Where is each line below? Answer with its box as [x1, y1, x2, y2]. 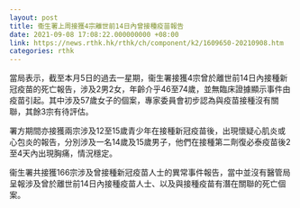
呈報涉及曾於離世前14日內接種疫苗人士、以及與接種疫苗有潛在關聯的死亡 [9, 178, 278, 189]
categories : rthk [9, 47, 75, 56]
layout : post [9, 13, 59, 23]
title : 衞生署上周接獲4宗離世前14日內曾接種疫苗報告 [9, 22, 185, 31]
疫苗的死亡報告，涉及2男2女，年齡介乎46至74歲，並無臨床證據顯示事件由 [16, 84, 291, 95]
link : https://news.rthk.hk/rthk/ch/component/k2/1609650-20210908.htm [9, 38, 284, 48]
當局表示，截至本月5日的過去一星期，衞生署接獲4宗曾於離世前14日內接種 [9, 73, 281, 84]
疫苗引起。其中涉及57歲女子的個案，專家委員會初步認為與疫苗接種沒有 [9, 95, 272, 106]
